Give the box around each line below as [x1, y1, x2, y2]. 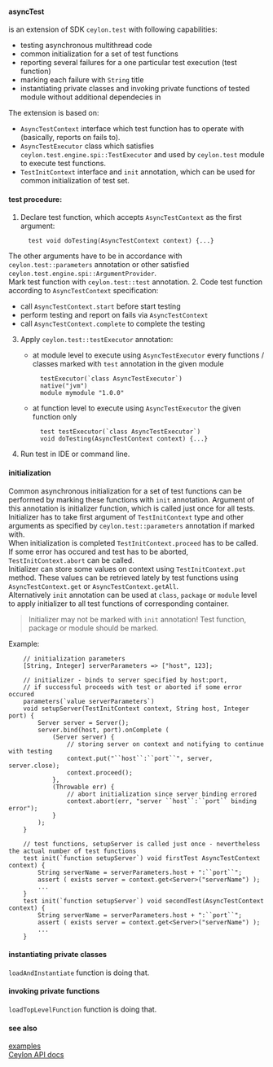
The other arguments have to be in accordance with [8, 251, 183, 261]
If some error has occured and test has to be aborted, [8, 547, 189, 556]
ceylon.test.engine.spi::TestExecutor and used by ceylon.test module [20, 150, 265, 160]
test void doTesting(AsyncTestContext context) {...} [28, 237, 214, 245]
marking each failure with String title [20, 75, 144, 85]
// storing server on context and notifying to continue [66, 740, 265, 749]
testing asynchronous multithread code [20, 41, 152, 50]
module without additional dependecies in [20, 92, 161, 102]
